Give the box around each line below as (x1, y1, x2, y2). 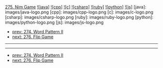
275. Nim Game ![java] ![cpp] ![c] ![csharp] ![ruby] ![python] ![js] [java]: (5, 4, 147, 10)
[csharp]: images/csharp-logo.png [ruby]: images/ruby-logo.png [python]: (5, 14, 154, 20)
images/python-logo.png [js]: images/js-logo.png (5, 19, 104, 25)
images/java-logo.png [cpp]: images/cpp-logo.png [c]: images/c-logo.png (5, 9, 154, 15)
